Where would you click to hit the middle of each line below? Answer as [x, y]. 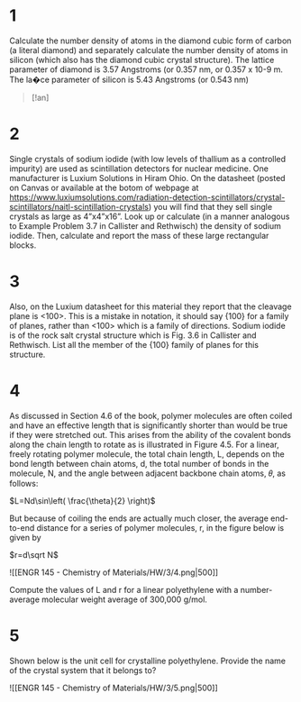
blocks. [23, 245]
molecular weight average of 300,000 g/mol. [124, 599]
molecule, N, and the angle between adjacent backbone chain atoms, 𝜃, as [148, 473]
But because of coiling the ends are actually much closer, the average [139, 518]
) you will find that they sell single [210, 206]
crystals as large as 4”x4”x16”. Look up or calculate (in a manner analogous [150, 216]
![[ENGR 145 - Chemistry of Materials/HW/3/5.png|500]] [114, 688]
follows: [24, 483]
